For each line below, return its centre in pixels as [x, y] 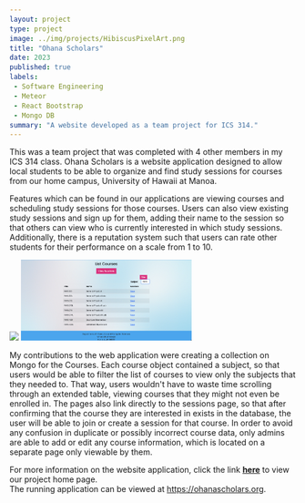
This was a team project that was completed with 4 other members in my [146, 152]
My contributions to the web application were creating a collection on [140, 355]
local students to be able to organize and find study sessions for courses [146, 171]
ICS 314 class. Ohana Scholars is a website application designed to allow [146, 162]
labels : [24, 77]
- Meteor [30, 96]
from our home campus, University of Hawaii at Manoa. [113, 181]
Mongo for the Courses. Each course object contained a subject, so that [145, 365]
